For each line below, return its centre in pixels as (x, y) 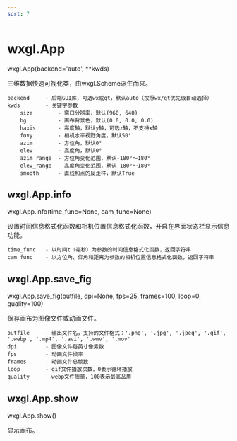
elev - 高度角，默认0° (61, 150)
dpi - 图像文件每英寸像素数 (56, 347)
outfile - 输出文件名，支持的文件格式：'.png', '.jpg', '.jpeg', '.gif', (117, 333)
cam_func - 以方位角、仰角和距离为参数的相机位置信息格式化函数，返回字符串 (111, 258)
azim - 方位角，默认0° (61, 143)
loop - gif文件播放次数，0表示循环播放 (70, 370)
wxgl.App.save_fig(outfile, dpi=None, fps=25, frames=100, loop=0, (104, 296)
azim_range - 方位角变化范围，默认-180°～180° (85, 158)
